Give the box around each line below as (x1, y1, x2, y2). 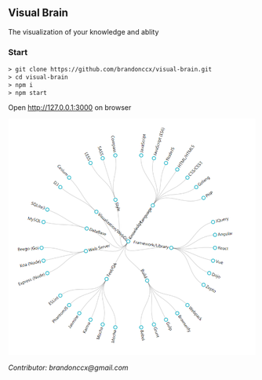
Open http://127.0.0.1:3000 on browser (8, 103, 132, 112)
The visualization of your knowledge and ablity (8, 27, 159, 36)
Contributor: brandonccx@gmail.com (8, 363, 129, 372)
